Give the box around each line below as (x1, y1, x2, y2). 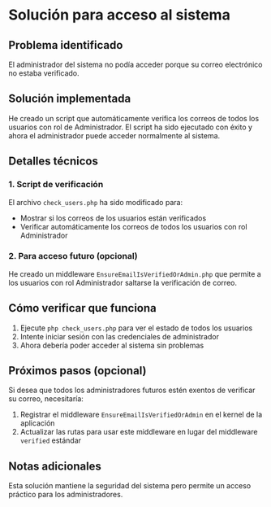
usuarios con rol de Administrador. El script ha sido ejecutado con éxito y (8, 122, 253, 132)
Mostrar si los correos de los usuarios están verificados (19, 213, 207, 223)
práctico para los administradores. (8, 490, 123, 500)
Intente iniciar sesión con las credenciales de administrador (19, 331, 219, 341)
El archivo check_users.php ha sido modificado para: (8, 197, 183, 207)
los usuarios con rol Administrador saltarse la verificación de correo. (8, 278, 238, 287)
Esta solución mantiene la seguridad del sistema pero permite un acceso (8, 481, 252, 491)
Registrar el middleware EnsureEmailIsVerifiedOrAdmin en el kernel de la (19, 409, 263, 420)
